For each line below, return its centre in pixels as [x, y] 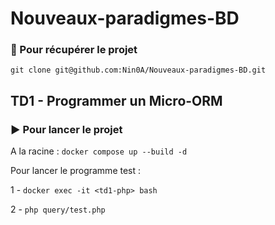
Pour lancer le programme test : [76, 171]
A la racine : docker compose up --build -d [99, 151]
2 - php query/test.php [58, 209]
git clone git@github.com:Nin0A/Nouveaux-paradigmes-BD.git [138, 70]
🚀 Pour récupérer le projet [74, 50]
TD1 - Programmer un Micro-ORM [116, 100]
